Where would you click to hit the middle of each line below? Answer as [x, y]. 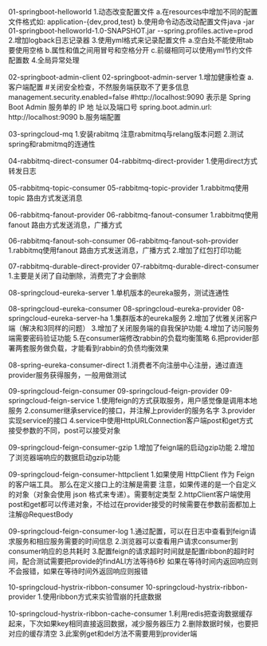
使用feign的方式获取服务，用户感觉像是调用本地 [179, 400]
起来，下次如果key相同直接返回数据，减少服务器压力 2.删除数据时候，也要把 [133, 624]
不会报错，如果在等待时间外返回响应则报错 [78, 571]
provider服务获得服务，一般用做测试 [67, 375]
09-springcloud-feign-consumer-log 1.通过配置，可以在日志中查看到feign [129, 531]
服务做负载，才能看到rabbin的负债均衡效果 [99, 348]
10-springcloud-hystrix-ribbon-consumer [76, 587]
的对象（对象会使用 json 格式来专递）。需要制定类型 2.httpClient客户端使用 [130, 494]
